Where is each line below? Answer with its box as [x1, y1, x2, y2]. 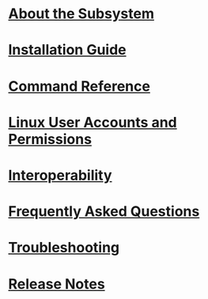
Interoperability [8, 166, 112, 184]
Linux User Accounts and [8, 113, 177, 131]
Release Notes [8, 274, 105, 293]
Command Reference [8, 77, 150, 95]
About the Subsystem [8, 5, 154, 23]
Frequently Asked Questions [8, 202, 200, 221]
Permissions [8, 130, 93, 148]
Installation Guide [8, 41, 127, 59]
